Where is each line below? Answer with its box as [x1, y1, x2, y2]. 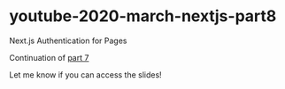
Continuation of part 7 [9, 52, 89, 63]
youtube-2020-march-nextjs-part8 [9, 6, 277, 26]
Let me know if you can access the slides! [9, 69, 162, 80]
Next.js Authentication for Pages [9, 35, 127, 46]
